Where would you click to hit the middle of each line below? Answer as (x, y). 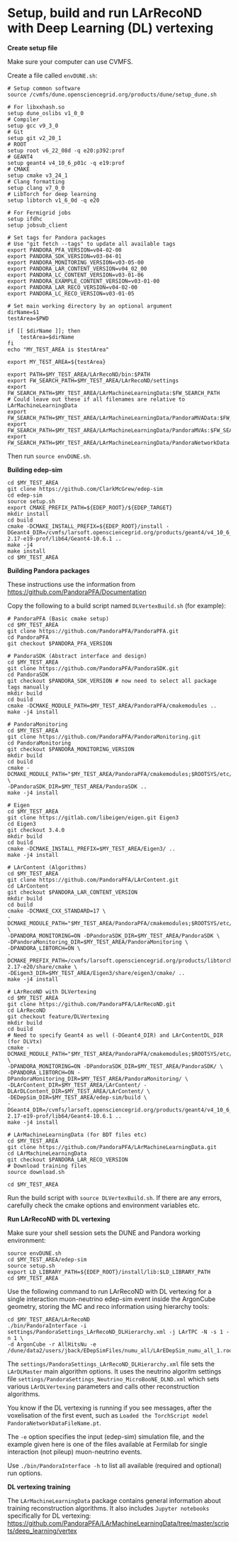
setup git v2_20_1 (34, 138)
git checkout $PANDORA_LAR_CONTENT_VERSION (73, 892)
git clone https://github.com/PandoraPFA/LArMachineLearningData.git (112, 1147)
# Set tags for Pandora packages (57, 237)
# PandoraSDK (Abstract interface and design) (77, 656)
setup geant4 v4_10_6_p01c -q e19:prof (66, 163)
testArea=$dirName (47, 337)
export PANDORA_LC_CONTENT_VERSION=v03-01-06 (75, 275)
